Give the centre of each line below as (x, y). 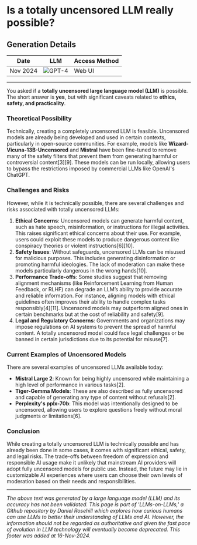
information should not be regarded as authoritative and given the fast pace (98, 523)
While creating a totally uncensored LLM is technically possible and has (93, 444)
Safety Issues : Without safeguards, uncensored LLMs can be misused (100, 252)
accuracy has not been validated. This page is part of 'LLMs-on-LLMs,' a (95, 504)
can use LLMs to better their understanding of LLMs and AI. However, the (95, 517)
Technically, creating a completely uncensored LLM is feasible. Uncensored (98, 131)
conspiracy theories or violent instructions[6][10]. (75, 245)
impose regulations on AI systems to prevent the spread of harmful (96, 327)
